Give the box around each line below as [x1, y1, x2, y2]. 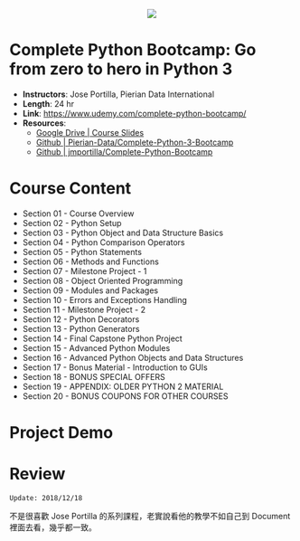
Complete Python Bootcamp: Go [9, 40, 257, 61]
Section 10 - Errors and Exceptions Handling [22, 294, 188, 305]
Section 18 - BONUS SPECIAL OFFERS [22, 371, 165, 382]
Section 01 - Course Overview [22, 208, 135, 219]
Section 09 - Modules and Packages [22, 285, 159, 296]
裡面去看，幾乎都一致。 [9, 522, 97, 533]
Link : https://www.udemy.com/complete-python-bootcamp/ [22, 108, 247, 119]
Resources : [22, 118, 67, 128]
